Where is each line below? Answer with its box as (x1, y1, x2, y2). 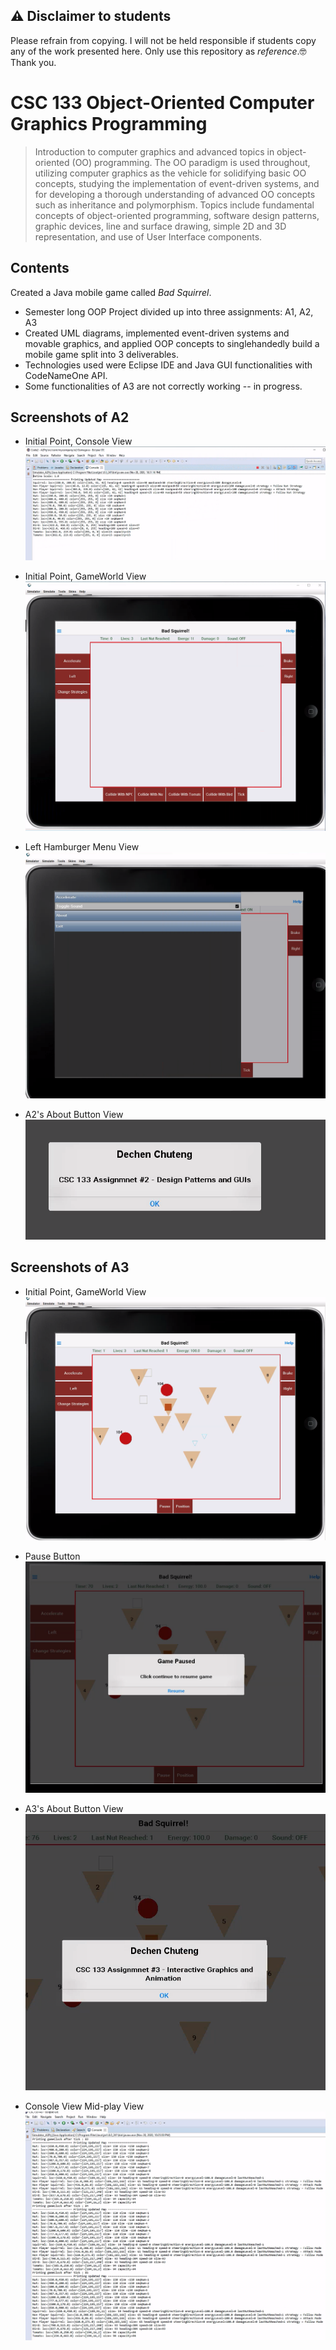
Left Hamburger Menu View (24, 840, 140, 853)
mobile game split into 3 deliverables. (24, 348, 179, 360)
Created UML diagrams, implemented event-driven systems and (24, 327, 290, 339)
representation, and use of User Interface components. (34, 230, 263, 243)
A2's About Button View (24, 1109, 124, 1121)
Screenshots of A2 (10, 409, 130, 426)
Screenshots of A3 (10, 1259, 130, 1276)
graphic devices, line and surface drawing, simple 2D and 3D (34, 220, 287, 232)
